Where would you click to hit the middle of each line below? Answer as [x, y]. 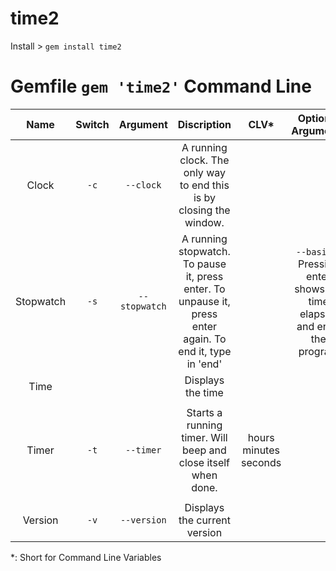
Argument [143, 124]
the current [204, 520]
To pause [204, 264]
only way [204, 172]
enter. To [204, 289]
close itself [204, 462]
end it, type [205, 351]
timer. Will [204, 437]
